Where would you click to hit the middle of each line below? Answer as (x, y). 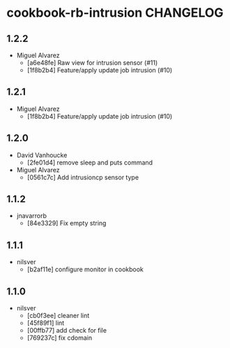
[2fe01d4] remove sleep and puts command (90, 162)
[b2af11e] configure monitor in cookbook (85, 269)
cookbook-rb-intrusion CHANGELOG (115, 13)
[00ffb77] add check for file (67, 331)
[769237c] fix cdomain (59, 338)
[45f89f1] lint (46, 323)
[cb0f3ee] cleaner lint (58, 316)
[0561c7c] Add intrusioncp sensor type (83, 177)
